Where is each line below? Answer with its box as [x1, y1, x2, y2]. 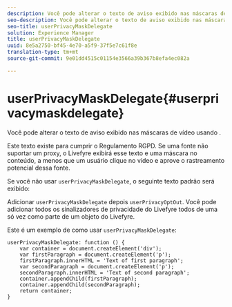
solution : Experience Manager [7, 29, 95, 37]
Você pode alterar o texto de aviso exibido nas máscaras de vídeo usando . [7, 128, 222, 137]
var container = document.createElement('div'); [19, 245, 162, 252]
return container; [19, 287, 72, 294]
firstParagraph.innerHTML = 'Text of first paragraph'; [19, 257, 184, 264]
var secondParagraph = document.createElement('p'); [19, 263, 175, 270]
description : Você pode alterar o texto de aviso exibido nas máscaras [7, 10, 217, 17]
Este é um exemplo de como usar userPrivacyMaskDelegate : [7, 226, 177, 234]
